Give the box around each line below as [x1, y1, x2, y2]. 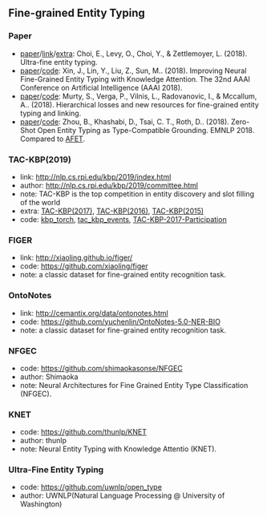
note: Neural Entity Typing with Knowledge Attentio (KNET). [19, 444, 217, 454]
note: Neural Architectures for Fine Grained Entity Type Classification [19, 380, 249, 390]
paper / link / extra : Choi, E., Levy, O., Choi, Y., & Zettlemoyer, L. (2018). [19, 48, 248, 59]
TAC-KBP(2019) [8, 154, 72, 165]
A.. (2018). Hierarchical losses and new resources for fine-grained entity [19, 99, 259, 109]
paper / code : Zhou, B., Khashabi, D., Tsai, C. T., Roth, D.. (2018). [19, 116, 230, 127]
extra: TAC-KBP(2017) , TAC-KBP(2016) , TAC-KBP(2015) [19, 206, 204, 216]
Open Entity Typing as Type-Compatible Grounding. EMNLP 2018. [37, 125, 255, 135]
